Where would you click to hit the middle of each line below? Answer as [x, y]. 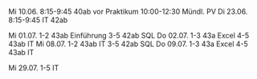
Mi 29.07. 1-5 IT [34, 68]
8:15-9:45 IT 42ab [38, 20]
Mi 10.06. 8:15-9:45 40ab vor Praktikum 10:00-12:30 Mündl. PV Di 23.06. [128, 12]
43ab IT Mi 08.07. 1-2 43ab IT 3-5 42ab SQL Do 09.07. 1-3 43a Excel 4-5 [128, 44]
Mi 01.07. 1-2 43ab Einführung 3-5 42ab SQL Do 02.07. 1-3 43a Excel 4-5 [129, 36]
